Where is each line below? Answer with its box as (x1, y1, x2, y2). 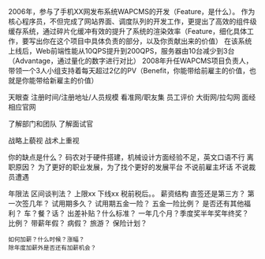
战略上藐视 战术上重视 (8, 136, 80, 145)
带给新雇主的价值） (35, 76, 99, 85)
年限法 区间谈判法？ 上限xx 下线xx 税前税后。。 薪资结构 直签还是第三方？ (8, 189, 246, 198)
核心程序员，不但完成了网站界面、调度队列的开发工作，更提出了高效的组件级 (8, 17, 257, 26)
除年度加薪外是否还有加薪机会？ (8, 244, 97, 252)
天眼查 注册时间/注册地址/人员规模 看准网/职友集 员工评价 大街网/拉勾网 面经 (8, 93, 256, 102)
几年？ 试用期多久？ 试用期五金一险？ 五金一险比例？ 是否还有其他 (28, 199, 244, 208)
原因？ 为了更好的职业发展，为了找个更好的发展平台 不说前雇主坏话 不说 (14, 162, 249, 172)
